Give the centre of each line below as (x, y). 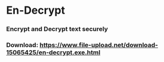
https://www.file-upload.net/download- (99, 45)
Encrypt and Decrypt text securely (57, 29)
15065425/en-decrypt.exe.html (53, 52)
